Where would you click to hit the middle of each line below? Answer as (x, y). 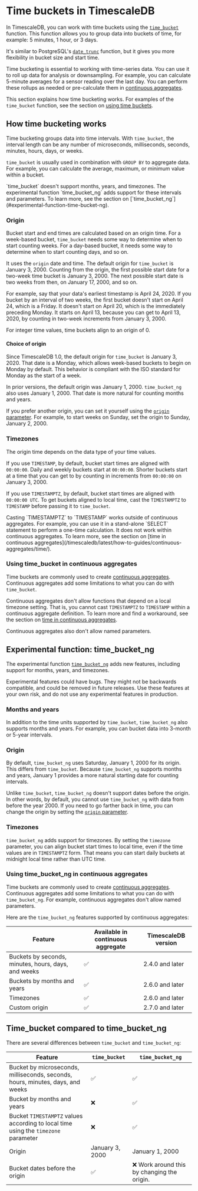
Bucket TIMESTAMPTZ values (46, 1115)
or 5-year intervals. (29, 734)
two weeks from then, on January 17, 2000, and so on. (72, 282)
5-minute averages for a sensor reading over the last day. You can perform (97, 81)
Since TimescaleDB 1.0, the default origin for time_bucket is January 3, (92, 357)
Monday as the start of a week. (44, 375)
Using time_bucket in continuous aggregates (72, 564)
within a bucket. (26, 175)
